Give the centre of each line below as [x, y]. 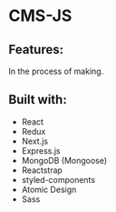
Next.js [35, 141]
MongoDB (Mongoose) [64, 160]
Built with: [38, 100]
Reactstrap [42, 170]
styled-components [58, 179]
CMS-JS [40, 16]
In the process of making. [56, 71]
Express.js [41, 150]
